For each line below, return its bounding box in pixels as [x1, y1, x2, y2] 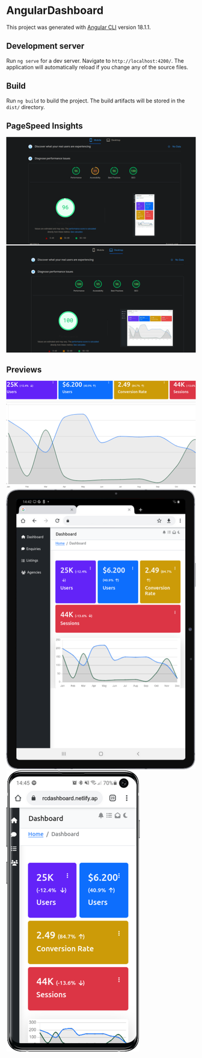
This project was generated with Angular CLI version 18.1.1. [6, 24, 151, 31]
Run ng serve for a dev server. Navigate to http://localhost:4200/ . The [6, 57, 185, 64]
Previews [6, 364, 42, 374]
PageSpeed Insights [6, 121, 83, 131]
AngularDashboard [6, 4, 104, 17]
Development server [6, 41, 85, 51]
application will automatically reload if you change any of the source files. [6, 63, 188, 71]
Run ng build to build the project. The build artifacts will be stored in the [6, 97, 185, 104]
